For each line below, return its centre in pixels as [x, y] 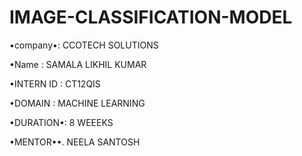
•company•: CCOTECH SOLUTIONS [84, 45]
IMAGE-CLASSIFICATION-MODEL [151, 17]
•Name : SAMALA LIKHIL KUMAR [78, 64]
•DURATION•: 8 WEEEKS [61, 122]
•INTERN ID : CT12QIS [55, 83]
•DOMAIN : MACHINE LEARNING [77, 103]
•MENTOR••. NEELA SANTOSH [75, 142]
